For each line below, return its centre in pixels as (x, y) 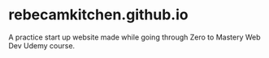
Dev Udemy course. (42, 45)
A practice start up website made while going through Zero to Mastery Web (135, 37)
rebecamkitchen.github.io (98, 15)
